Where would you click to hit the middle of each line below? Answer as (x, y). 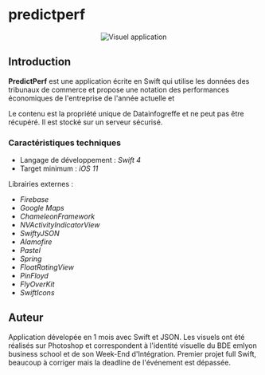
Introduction (40, 62)
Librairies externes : (41, 184)
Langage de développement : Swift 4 (80, 160)
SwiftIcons (37, 293)
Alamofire (36, 242)
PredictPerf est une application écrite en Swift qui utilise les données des (129, 81)
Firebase (34, 199)
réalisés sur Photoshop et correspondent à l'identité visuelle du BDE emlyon (132, 345)
